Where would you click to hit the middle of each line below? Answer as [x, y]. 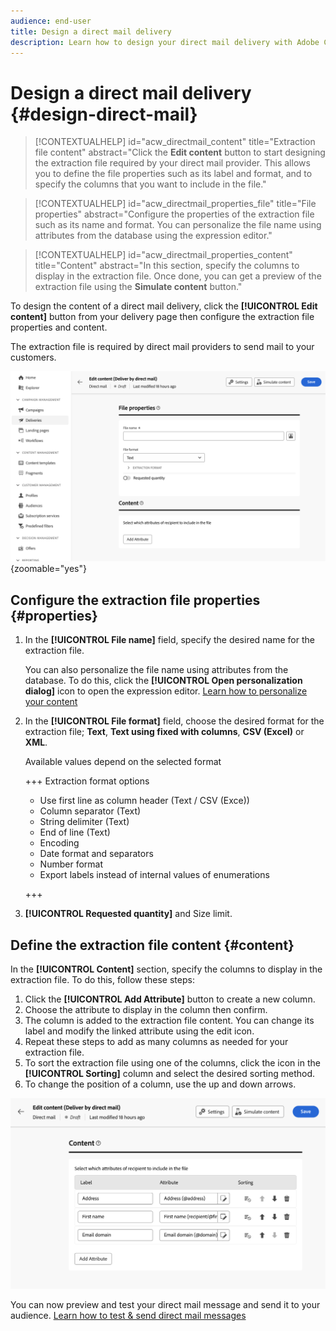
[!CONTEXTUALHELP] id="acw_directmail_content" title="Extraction [175, 142]
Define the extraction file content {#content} [152, 945]
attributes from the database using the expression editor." [153, 236]
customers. [33, 357]
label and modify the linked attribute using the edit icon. [139, 1031]
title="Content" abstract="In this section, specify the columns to [167, 266]
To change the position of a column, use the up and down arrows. [160, 1084]
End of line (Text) [75, 832]
